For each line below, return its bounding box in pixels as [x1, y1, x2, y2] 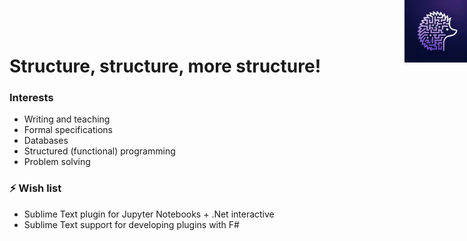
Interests [9, 91, 54, 105]
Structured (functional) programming [23, 145, 176, 157]
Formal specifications [23, 124, 113, 136]
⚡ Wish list [9, 181, 62, 195]
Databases [23, 135, 69, 147]
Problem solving [23, 156, 91, 168]
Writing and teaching [23, 113, 111, 125]
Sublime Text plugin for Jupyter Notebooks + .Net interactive [23, 208, 275, 220]
